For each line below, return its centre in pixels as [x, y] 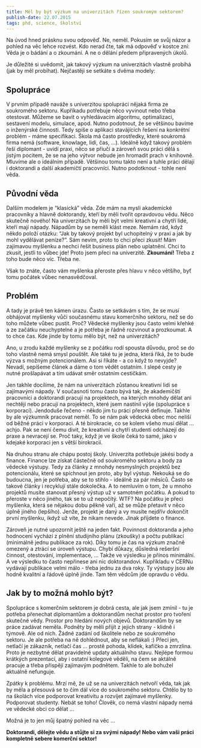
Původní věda [32, 193]
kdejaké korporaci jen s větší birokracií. [55, 442]
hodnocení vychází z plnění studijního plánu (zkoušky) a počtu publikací [95, 536]
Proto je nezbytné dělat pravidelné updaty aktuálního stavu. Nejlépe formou [100, 652]
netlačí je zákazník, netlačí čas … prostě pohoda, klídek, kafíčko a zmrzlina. [99, 646]
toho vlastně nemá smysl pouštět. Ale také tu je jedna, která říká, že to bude [100, 354]
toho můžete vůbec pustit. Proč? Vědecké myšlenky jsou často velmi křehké [100, 323]
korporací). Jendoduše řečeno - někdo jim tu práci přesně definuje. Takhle [98, 410]
